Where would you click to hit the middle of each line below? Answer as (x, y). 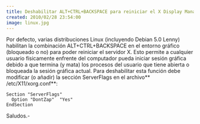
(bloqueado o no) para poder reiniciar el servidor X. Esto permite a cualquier (100, 52)
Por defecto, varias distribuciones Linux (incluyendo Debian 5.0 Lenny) (93, 40)
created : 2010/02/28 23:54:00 (44, 17)
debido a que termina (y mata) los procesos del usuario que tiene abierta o (98, 65)
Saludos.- (18, 116)
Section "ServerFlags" (34, 95)
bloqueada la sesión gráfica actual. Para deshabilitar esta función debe (93, 71)
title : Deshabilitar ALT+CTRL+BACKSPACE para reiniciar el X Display (94, 12)
